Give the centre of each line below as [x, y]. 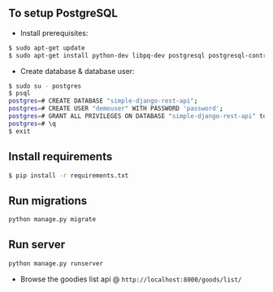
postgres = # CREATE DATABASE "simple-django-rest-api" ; [103, 101]
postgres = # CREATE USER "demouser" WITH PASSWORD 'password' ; [116, 109]
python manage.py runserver [56, 264]
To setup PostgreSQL [63, 13]
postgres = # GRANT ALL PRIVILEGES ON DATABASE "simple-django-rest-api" [132, 116]
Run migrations [48, 200]
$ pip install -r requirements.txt [69, 175]
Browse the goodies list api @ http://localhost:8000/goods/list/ [131, 279]
